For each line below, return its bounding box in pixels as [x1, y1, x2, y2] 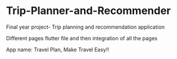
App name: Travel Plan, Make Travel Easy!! [6, 46, 109, 53]
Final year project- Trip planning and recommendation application [6, 23, 165, 30]
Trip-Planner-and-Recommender [6, 4, 171, 18]
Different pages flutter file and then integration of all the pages [6, 34, 158, 41]
